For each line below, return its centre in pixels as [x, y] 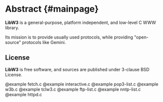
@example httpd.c [24, 94]
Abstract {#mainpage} [52, 9]
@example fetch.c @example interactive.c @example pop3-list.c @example [82, 84]
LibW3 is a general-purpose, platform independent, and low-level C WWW [81, 22]
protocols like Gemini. [44, 42]
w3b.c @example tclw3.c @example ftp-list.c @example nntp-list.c [73, 89]
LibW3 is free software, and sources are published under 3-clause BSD [77, 69]
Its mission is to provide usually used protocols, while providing [69, 37]
